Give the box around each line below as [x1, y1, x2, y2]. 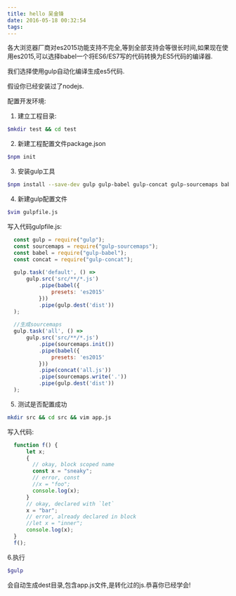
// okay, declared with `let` [25, 500, 114, 508]
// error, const [32, 475, 80, 482]
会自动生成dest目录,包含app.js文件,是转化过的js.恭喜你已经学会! [7, 581, 191, 589]
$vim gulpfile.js [7, 208, 58, 216]
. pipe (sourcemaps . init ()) [38, 340, 114, 347]
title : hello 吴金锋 [7, 10, 65, 18]
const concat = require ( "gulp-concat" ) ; [13, 256, 133, 263]
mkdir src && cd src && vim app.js [7, 413, 112, 421]
